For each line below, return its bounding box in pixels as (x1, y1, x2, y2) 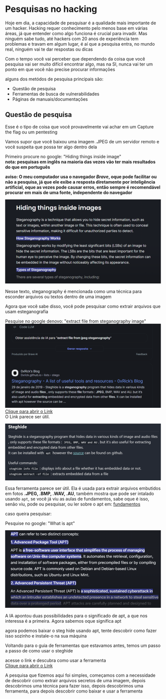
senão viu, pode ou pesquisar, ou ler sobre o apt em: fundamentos (5, 501, 141, 507)
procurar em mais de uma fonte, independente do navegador (5, 190, 132, 195)
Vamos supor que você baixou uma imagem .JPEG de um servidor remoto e (5, 138, 160, 144)
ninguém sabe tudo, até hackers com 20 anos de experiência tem (5, 36, 139, 42)
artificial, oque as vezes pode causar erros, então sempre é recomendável (5, 184, 161, 190)
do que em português (5, 164, 50, 170)
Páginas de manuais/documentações (12, 96, 88, 102)
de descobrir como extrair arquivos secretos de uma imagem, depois (5, 678, 146, 684)
